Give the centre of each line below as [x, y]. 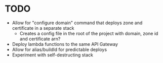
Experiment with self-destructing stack [53, 55]
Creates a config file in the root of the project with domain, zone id [89, 33]
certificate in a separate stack [43, 28]
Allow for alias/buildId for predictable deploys [59, 49]
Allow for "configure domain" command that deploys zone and [77, 23]
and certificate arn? [40, 39]
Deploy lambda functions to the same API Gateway [65, 44]
